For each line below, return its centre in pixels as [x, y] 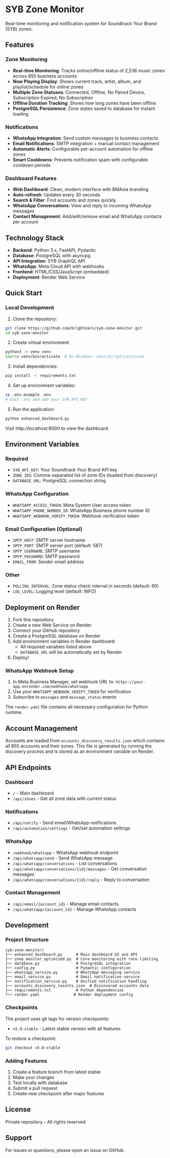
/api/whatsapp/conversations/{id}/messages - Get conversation [80, 869]
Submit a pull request [35, 1088]
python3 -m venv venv [28, 352]
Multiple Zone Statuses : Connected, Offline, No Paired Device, [79, 92]
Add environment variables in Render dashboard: [64, 641]
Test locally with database [40, 1083]
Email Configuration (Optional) [44, 529]
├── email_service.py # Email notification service [73, 977]
